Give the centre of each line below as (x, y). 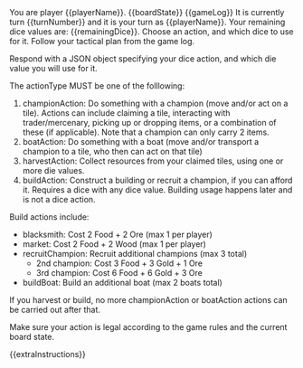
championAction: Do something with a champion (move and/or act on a (155, 103)
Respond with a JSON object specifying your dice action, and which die (143, 59)
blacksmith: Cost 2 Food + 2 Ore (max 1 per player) (117, 234)
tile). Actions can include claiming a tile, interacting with (126, 113)
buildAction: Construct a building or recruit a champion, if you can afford (157, 180)
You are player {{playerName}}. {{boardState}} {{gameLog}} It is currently (147, 12)
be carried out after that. (55, 310)
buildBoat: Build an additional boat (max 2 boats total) (123, 283)
